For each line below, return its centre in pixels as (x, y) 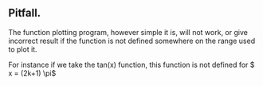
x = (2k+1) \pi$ (32, 73)
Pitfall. (25, 13)
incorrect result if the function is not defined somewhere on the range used (132, 41)
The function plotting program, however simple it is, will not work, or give (128, 32)
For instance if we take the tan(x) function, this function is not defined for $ (131, 64)
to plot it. (23, 49)
